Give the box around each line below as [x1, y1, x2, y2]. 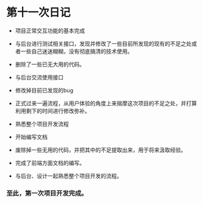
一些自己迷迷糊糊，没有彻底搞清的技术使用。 [20, 47, 133, 55]
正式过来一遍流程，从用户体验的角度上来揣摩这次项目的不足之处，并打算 [15, 99, 197, 107]
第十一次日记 [6, 6, 71, 20]
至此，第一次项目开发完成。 [6, 189, 88, 197]
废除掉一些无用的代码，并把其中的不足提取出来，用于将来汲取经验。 [15, 146, 187, 153]
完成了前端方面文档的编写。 [15, 159, 85, 166]
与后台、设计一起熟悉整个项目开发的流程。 [15, 172, 123, 179]
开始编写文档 [15, 133, 48, 141]
